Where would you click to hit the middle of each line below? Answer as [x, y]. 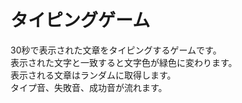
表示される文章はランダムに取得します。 [93, 75]
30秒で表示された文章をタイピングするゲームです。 [116, 50]
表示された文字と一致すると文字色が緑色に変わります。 [124, 62]
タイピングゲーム [80, 20]
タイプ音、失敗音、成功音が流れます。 [89, 87]
